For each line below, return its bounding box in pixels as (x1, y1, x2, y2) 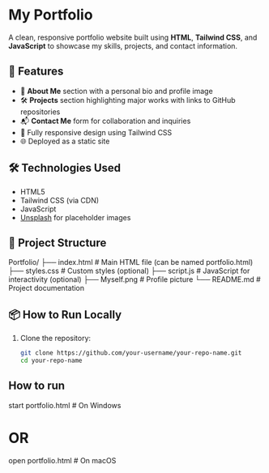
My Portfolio (8, 6, 93, 24)
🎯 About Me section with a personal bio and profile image (19, 86, 213, 96)
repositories (19, 107, 61, 117)
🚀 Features (8, 65, 64, 79)
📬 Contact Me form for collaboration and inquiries (19, 116, 191, 126)
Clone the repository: (19, 334, 92, 343)
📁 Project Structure (8, 236, 107, 249)
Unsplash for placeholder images (19, 212, 131, 222)
